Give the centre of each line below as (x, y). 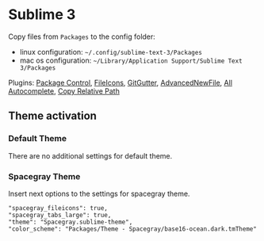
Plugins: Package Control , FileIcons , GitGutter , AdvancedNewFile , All (120, 82)
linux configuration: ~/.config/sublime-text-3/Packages (111, 52)
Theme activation (53, 116)
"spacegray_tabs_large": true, (60, 215)
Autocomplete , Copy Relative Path (64, 91)
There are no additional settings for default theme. (90, 155)
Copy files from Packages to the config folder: (82, 36)
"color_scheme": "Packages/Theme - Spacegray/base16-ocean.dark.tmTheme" (133, 229)
